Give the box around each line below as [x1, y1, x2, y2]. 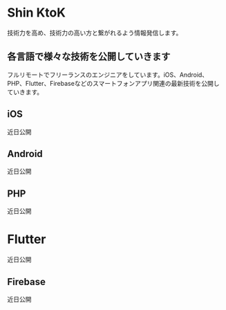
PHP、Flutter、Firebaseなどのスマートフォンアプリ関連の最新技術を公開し [7, 79, 220, 87]
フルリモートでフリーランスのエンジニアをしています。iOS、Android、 [7, 71, 209, 79]
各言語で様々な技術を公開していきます [7, 51, 171, 63]
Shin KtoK [7, 5, 66, 21]
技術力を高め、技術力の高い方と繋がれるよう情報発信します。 [7, 28, 182, 37]
